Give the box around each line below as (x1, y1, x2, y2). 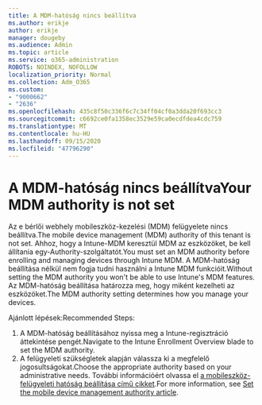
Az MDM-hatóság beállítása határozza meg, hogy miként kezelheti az (8, 281, 236, 291)
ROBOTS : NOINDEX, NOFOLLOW (8, 64, 98, 71)
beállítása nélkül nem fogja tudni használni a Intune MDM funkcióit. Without (8, 264, 252, 274)
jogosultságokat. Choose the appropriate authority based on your (19, 362, 232, 372)
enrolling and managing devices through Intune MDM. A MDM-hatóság (8, 256, 240, 265)
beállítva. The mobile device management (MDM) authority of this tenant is (8, 230, 252, 240)
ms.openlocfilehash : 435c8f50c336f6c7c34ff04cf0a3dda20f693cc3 (8, 108, 222, 116)
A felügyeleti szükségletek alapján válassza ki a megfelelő (19, 354, 210, 364)
